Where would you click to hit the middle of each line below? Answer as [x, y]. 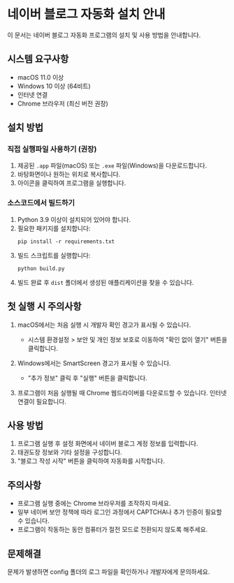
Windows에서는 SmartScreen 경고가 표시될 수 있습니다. [94, 363]
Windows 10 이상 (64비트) [54, 86]
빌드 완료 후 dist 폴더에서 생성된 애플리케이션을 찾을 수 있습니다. [105, 282]
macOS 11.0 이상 [41, 77]
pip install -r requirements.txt [66, 242]
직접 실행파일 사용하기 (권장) [52, 149]
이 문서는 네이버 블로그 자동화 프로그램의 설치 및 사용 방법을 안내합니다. [104, 35]
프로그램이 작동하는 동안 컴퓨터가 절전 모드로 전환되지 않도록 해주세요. [112, 530]
